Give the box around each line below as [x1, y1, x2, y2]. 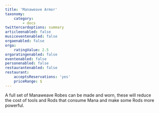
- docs [22, 20, 36, 26]
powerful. [5, 102, 24, 108]
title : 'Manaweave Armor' [5, 7, 57, 12]
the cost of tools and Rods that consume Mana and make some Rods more [5, 97, 155, 103]
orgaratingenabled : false [5, 52, 57, 57]
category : [14, 16, 34, 21]
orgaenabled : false [5, 39, 45, 43]
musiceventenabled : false [5, 34, 57, 39]
